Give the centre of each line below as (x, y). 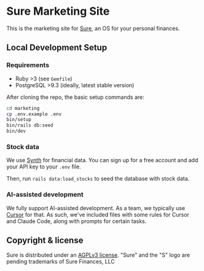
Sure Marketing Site (58, 11)
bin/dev (16, 131)
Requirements (28, 65)
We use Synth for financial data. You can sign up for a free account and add (102, 160)
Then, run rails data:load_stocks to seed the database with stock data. (98, 179)
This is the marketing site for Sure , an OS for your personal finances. (93, 28)
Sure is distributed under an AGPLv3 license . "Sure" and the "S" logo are (98, 255)
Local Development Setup (57, 48)
